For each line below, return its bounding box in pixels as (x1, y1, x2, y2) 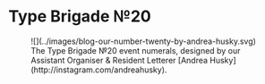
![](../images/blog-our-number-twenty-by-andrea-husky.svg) (30, 36, 257, 46)
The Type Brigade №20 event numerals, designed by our (30, 45, 241, 55)
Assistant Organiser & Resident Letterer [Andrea (30, 55, 208, 65)
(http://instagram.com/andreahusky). (30, 64, 167, 75)
